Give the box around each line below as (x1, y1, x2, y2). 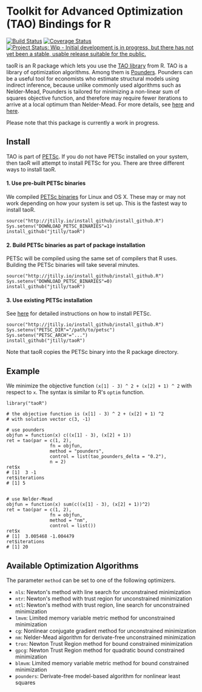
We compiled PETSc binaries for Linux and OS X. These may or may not (6, 193, 186, 200)
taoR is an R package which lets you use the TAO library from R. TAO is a (6, 62, 188, 69)
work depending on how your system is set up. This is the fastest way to (6, 199, 187, 207)
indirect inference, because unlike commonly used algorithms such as (6, 81, 181, 89)
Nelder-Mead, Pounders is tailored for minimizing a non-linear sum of (6, 88, 180, 95)
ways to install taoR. (6, 165, 56, 173)
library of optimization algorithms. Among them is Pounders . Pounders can (6, 68, 193, 75)
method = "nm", (49, 517, 88, 524)
